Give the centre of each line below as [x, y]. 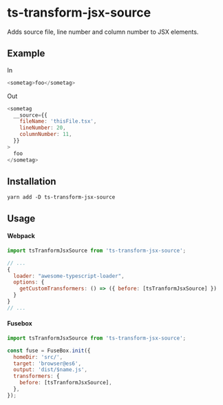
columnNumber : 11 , [46, 135]
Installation [32, 181]
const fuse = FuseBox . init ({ [49, 350]
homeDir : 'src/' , [38, 357]
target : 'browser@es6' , [47, 364]
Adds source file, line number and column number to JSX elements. [103, 32]
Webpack [21, 236]
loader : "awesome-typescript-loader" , [69, 276]
